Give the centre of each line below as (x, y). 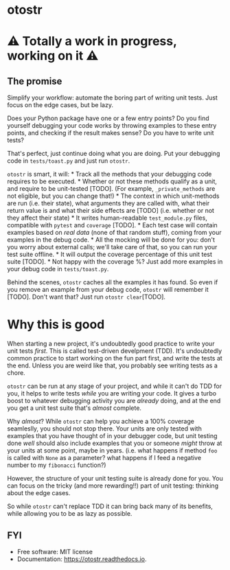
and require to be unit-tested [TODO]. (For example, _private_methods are (111, 189)
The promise (35, 81)
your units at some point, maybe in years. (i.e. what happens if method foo (112, 451)
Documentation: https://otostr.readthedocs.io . (82, 559)
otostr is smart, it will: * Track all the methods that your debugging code (110, 174)
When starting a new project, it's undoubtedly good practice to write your (111, 344)
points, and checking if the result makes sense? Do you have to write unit (111, 133)
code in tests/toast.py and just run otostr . (69, 161)
